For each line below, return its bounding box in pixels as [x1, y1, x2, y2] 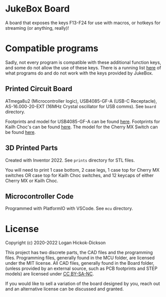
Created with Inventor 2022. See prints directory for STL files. [5, 157, 135, 163]
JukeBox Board [5, 3, 70, 15]
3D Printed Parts [5, 144, 58, 153]
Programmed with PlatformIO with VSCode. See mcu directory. [5, 205, 133, 211]
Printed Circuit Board [5, 85, 72, 93]
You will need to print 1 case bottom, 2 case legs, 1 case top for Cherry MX [5, 167, 160, 173]
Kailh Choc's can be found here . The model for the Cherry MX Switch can [5, 124, 158, 130]
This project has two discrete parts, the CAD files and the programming [5, 250, 153, 256]
